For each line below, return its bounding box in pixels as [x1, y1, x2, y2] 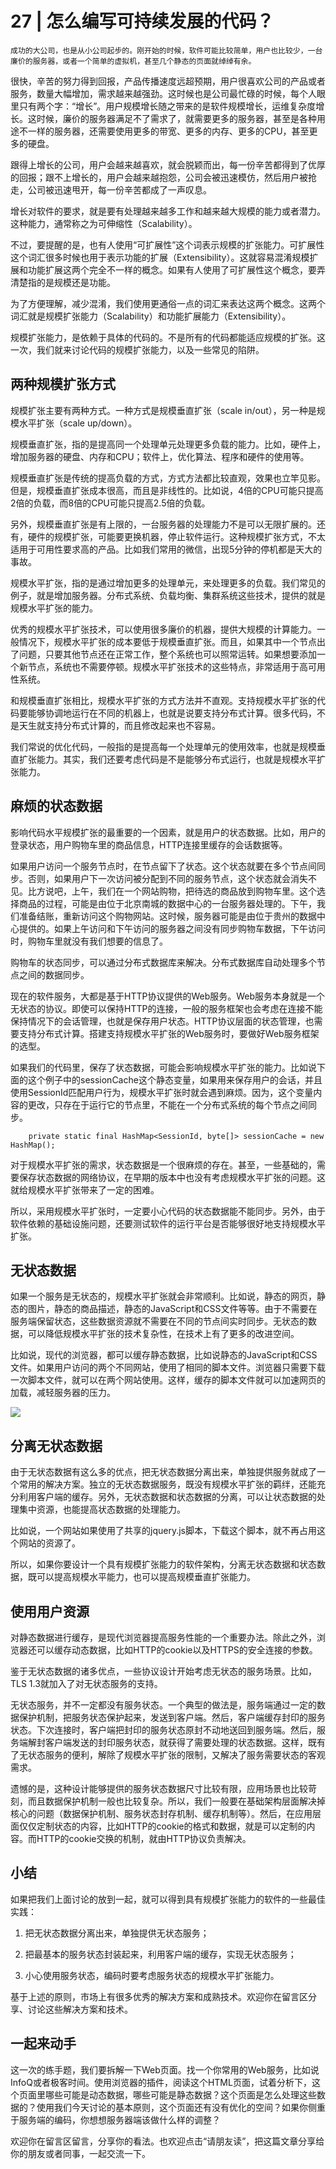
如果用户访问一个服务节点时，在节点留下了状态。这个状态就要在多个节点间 [10, 860, 317, 872]
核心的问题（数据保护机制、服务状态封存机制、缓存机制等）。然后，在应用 [10, 1808, 313, 1819]
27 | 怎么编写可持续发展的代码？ [10, 10, 275, 33]
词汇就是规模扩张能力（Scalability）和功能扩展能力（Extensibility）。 [10, 310, 292, 322]
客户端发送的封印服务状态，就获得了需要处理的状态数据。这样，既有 [44, 1737, 326, 1748]
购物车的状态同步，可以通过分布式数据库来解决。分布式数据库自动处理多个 [10, 956, 317, 968]
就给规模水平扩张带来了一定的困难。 [10, 1183, 160, 1196]
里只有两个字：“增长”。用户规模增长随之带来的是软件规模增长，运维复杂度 [10, 100, 317, 112]
